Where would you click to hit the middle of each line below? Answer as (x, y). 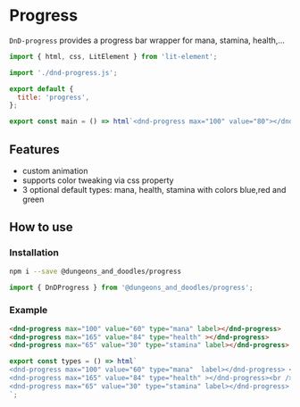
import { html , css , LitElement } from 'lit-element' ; (113, 56)
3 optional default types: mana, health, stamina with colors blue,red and (154, 190)
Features (34, 150)
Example (29, 311)
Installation (34, 253)
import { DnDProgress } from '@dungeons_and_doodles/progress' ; (131, 287)
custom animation (55, 171)
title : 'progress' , (54, 97)
